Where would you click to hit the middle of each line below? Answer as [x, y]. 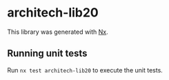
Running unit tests [47, 53]
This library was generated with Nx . [58, 32]
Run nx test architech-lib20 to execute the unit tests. [85, 70]
